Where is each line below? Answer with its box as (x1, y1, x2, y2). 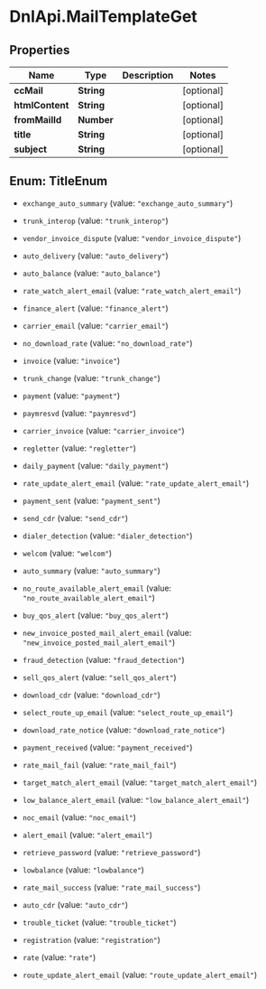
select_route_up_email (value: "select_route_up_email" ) (22, 706, 234, 717)
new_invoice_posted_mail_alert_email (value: (22, 627, 192, 638)
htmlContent (14, 99, 69, 111)
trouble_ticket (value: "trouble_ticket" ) (22, 917, 178, 928)
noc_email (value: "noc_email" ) (22, 811, 137, 823)
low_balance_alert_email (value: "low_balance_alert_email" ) (22, 794, 250, 805)
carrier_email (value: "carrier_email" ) (22, 320, 169, 331)
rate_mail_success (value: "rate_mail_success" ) (22, 882, 201, 892)
